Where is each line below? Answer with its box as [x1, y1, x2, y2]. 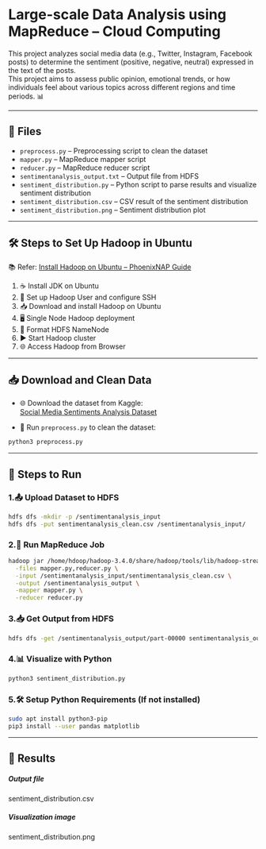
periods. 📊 [8, 91, 44, 101]
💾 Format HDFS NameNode [19, 324, 109, 334]
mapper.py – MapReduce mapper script [19, 154, 146, 164]
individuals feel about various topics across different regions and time [8, 82, 236, 92]
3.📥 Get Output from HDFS [8, 613, 115, 624]
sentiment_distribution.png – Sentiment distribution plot [19, 205, 206, 214]
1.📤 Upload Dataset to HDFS [8, 492, 120, 503]
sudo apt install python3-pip [8, 715, 108, 723]
